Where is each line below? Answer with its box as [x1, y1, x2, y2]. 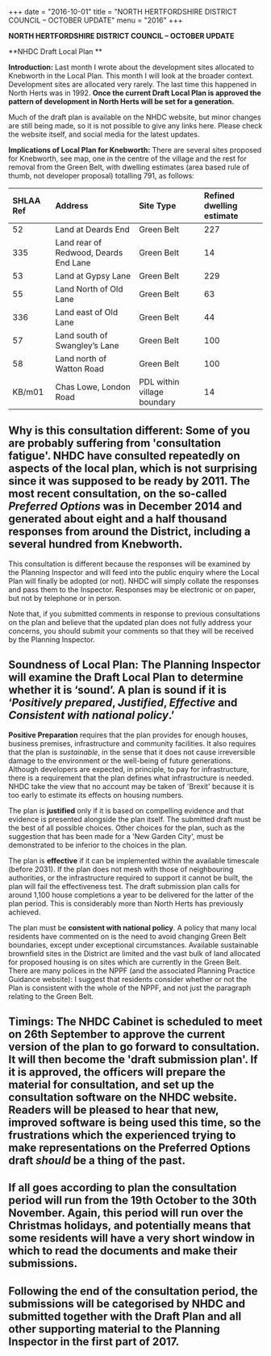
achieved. [8, 907, 41, 917]
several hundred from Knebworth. [8, 537, 183, 552]
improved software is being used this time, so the [8, 1116, 261, 1130]
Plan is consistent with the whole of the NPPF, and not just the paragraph [8, 983, 252, 993]
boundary [138, 397, 176, 407]
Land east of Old [55, 307, 119, 317]
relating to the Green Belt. [8, 991, 94, 1001]
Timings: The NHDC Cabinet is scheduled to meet [8, 1015, 263, 1029]
